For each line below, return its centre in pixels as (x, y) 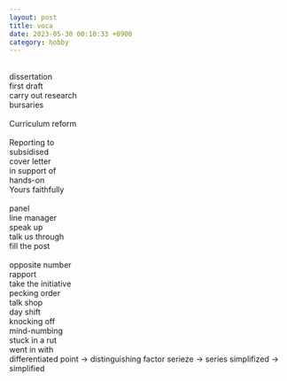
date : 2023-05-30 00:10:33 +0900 (71, 34)
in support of (33, 171)
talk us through (37, 237)
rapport (23, 275)
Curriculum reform (43, 124)
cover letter (30, 161)
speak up (26, 228)
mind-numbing (36, 331)
